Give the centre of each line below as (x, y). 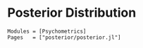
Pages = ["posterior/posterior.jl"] (64, 37)
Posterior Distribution (72, 13)
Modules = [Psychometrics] (47, 31)
